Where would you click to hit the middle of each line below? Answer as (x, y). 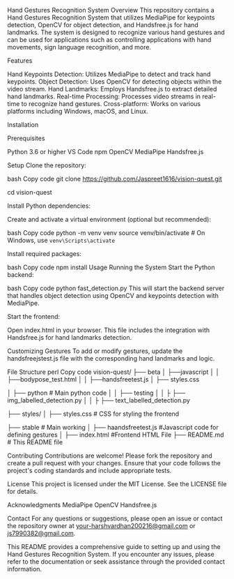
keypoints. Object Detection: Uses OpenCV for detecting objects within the (115, 82)
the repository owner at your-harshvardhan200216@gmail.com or (102, 526)
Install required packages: (45, 254)
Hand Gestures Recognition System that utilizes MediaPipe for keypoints (111, 17)
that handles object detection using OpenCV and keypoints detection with (113, 295)
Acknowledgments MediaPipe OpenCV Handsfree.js (82, 505)
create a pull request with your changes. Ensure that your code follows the (114, 463)
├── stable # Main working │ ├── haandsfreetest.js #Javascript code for (113, 427)
